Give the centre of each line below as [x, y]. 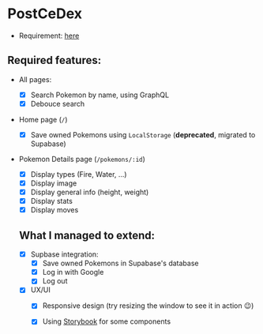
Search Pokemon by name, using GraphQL [100, 95]
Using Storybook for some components [107, 321]
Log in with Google [73, 272]
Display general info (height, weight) [90, 192]
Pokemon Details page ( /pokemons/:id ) [82, 159]
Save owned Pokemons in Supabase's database [120, 263]
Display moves [54, 210]
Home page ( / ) [43, 119]
